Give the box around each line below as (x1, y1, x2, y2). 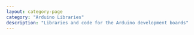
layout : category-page (6, 8, 63, 15)
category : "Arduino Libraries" (6, 14, 84, 20)
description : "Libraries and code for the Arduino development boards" (6, 20, 189, 26)
